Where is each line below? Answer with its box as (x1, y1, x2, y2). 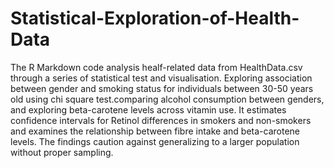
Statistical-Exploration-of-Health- (10, 7, 300, 30)
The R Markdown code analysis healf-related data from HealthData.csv (10, 61, 303, 73)
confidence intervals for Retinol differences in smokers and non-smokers (10, 114, 312, 126)
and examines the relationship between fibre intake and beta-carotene (10, 125, 300, 137)
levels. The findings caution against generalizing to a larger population (10, 135, 300, 147)
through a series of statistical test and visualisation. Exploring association (10, 72, 313, 84)
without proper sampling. (10, 146, 114, 158)
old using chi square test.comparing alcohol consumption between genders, (10, 93, 325, 105)
